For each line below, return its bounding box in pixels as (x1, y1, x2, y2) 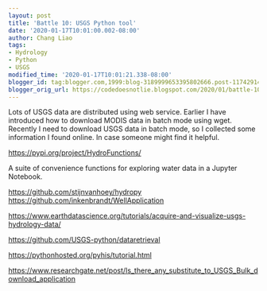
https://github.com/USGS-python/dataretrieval (8, 235, 161, 245)
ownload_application (8, 274, 76, 284)
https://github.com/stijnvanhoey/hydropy (8, 188, 142, 197)
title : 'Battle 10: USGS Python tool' (8, 19, 137, 27)
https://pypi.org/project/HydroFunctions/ (8, 148, 141, 157)
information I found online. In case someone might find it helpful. (8, 133, 220, 142)
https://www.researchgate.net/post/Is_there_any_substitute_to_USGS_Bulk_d (8, 266, 258, 275)
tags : (8, 41, 26, 49)
